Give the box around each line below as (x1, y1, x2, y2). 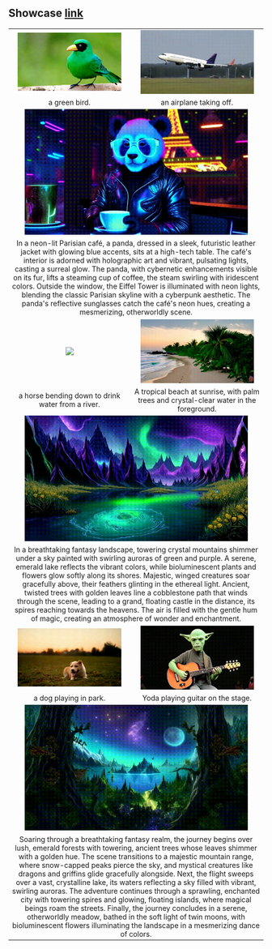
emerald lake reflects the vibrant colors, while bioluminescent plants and (15, 562, 257, 572)
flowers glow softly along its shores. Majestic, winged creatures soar (21, 571, 250, 580)
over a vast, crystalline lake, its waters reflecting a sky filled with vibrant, (15, 877, 257, 887)
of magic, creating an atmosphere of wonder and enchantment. (31, 613, 241, 623)
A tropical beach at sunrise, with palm (134, 387, 261, 396)
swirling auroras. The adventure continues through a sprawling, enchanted (11, 886, 261, 896)
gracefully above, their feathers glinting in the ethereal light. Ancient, (22, 579, 250, 589)
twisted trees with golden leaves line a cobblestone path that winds (23, 588, 249, 598)
